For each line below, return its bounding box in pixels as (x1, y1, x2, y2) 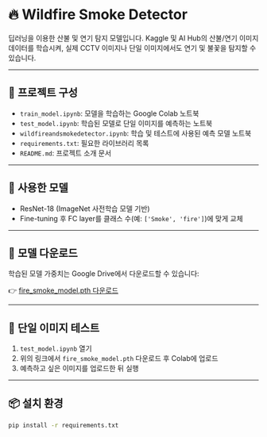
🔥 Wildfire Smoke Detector (8, 6, 188, 24)
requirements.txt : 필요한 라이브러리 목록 (19, 138, 149, 148)
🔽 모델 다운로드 (8, 246, 78, 259)
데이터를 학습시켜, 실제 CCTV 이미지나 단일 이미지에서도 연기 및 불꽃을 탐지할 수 (8, 43, 257, 52)
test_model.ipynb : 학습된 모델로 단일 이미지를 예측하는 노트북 (19, 118, 213, 128)
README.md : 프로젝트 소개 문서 (19, 148, 112, 158)
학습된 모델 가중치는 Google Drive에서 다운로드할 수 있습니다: (8, 269, 200, 278)
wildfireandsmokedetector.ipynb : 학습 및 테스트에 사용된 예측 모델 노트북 (19, 128, 252, 138)
